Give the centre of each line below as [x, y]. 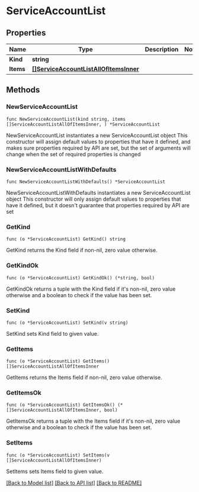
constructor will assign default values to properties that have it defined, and [98, 142]
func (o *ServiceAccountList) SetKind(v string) [67, 323]
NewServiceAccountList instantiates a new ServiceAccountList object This [97, 135]
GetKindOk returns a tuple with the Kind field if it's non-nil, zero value [91, 289]
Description [162, 49]
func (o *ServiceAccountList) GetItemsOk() [61, 405]
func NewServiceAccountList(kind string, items [66, 119]
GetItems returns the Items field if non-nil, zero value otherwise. [84, 378]
